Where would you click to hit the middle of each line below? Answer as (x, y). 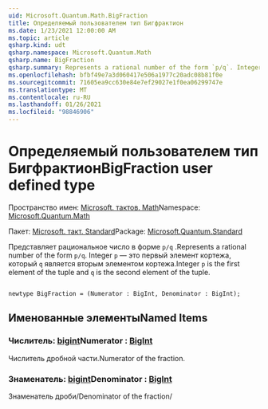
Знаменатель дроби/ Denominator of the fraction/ (91, 396)
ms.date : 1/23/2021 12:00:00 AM (62, 30)
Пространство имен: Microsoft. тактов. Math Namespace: (104, 207)
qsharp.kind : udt (37, 45)
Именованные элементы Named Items (108, 319)
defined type (52, 185)
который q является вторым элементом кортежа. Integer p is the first (124, 263)
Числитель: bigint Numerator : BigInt (81, 341)
